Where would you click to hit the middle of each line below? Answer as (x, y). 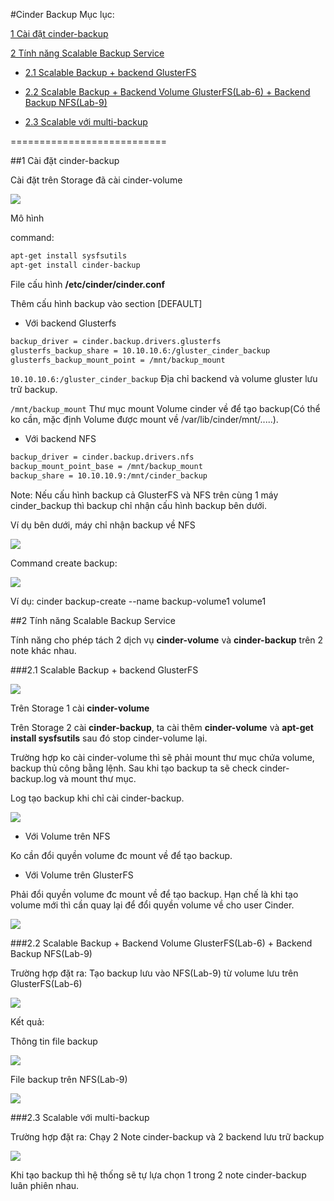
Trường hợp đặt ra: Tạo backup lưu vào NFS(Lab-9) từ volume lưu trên (154, 973)
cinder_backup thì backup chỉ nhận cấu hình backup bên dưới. (138, 505)
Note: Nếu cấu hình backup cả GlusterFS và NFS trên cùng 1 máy (144, 495)
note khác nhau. (43, 650)
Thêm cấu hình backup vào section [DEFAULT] (106, 303)
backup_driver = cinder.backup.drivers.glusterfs (116, 341)
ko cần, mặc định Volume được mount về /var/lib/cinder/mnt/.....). (144, 420)
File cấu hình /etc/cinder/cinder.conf (88, 284)
